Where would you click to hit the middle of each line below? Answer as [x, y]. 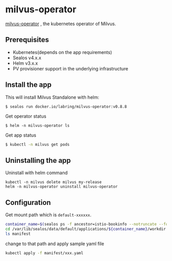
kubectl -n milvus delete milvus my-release [53, 182]
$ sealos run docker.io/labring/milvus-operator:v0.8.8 [66, 106]
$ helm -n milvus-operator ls [38, 125]
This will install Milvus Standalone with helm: [52, 97]
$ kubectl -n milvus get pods [38, 144]
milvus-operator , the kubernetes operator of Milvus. [61, 24]
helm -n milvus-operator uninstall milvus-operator [61, 187]
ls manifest [18, 234]
